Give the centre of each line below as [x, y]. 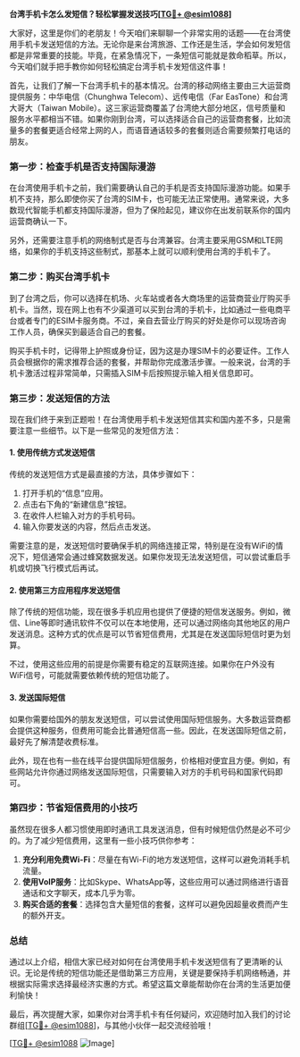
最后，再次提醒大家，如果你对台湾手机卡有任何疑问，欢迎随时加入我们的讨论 [150, 1014]
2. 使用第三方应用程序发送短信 [65, 590]
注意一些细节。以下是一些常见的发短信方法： [99, 430]
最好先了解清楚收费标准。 [56, 742]
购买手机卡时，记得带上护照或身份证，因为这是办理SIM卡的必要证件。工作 [146, 350]
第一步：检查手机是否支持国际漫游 [83, 166]
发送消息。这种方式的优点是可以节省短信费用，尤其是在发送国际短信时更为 [146, 634]
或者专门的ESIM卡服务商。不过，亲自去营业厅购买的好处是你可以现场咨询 [151, 320]
